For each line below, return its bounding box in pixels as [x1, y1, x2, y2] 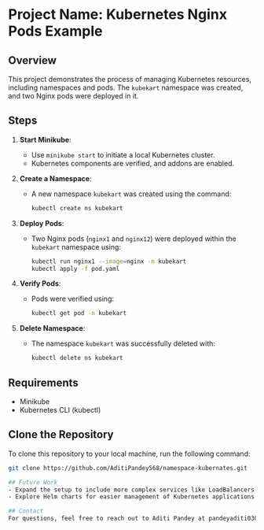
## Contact [8, 507, 44, 515]
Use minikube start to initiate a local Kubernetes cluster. [31, 150, 215, 159]
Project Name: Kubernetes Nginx [8, 6, 228, 24]
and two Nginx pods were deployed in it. [8, 91, 139, 100]
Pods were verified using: [31, 294, 115, 304]
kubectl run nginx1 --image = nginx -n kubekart [31, 258, 187, 265]
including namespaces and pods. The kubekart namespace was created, [8, 83, 244, 92]
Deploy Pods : [19, 218, 64, 228]
